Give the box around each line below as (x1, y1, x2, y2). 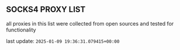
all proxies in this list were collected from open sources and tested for (6, 20, 174, 27)
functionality (6, 26, 36, 33)
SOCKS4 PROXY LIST (6, 5, 86, 15)
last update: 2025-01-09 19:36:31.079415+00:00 (6, 37, 120, 44)
